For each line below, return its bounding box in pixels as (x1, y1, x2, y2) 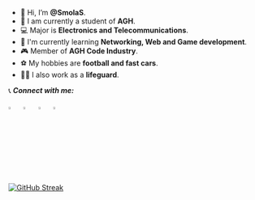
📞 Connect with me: (8, 86, 75, 95)
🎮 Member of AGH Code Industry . (19, 46, 138, 56)
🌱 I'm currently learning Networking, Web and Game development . (19, 37, 248, 46)
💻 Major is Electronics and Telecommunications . (19, 25, 189, 35)
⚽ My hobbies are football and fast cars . (19, 58, 158, 68)
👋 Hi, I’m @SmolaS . (19, 8, 86, 17)
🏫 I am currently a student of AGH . (19, 16, 136, 26)
